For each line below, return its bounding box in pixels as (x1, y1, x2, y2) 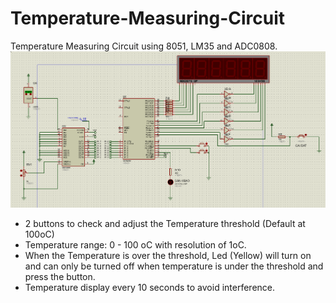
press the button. (24, 270, 96, 282)
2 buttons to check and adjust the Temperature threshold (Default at (24, 217, 306, 229)
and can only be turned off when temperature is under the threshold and (24, 260, 324, 272)
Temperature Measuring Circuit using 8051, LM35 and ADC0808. (10, 40, 278, 52)
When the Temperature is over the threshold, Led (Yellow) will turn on (24, 249, 312, 261)
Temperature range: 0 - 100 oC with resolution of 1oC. (24, 238, 247, 251)
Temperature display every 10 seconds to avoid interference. (24, 281, 276, 293)
